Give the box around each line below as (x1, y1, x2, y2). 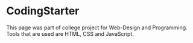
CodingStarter (6, 4, 80, 18)
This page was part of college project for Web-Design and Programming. (6, 24, 188, 31)
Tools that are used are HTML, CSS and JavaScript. (6, 30, 134, 37)
